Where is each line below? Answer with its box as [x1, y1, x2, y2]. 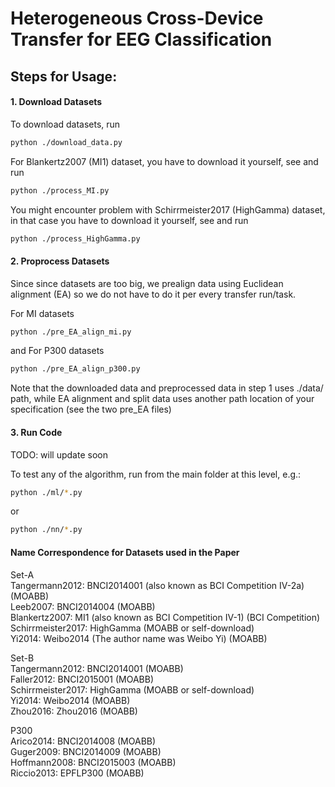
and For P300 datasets [10, 345, 105, 357]
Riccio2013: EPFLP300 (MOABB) [10, 767, 145, 779]
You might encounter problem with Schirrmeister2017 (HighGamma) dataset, [10, 203, 326, 216]
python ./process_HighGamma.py [10, 233, 141, 244]
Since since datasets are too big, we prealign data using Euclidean [10, 277, 284, 289]
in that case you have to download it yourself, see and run [10, 214, 249, 226]
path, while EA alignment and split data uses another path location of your [10, 393, 315, 405]
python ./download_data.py [10, 137, 123, 147]
